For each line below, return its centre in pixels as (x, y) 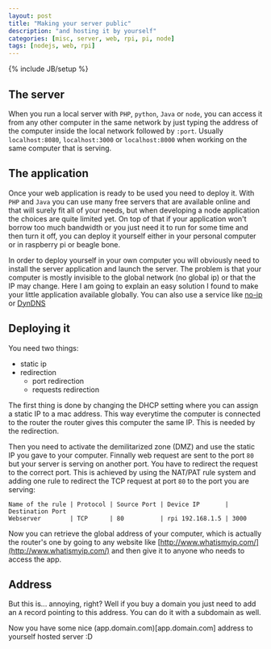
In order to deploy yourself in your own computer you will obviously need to (134, 260)
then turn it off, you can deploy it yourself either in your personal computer (132, 236)
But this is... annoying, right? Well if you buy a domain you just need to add (132, 604)
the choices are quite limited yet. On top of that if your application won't (128, 218)
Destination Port (38, 511)
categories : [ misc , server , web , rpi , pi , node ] (92, 38)
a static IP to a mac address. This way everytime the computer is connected (134, 414)
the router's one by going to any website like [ (85, 542)
